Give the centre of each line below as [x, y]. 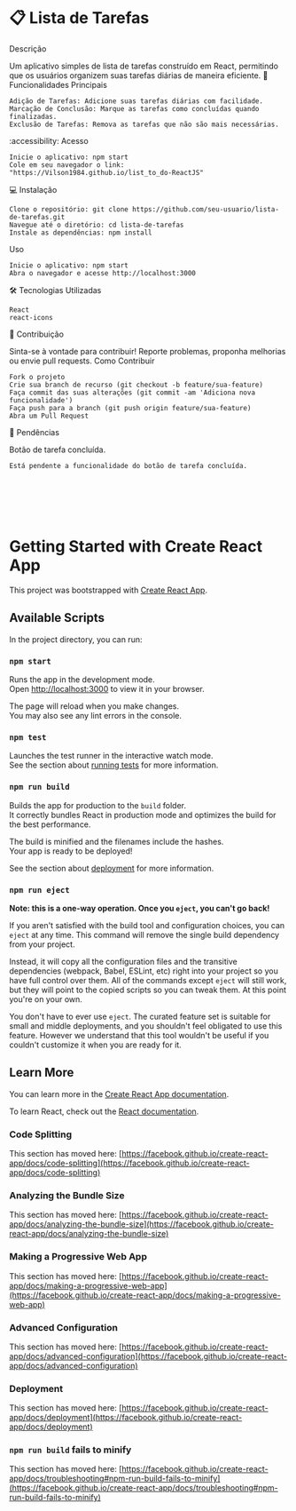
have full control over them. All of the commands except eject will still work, [148, 980]
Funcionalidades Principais [58, 84]
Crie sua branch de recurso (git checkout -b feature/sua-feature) [136, 385]
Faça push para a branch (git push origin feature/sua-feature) [130, 408]
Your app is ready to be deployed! [71, 851]
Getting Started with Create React [136, 547]
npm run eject [39, 890]
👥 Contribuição [37, 334]
